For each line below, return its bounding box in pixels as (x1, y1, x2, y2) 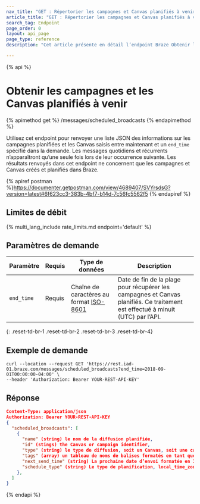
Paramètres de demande (6, 240, 99, 251)
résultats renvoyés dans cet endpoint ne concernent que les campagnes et (6, 159, 190, 167)
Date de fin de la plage (118, 276, 181, 284)
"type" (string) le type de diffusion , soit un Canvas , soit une (21, 447, 188, 453)
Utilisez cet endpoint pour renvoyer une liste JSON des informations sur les (6, 134, 191, 142)
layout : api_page (6, 31, 49, 37)
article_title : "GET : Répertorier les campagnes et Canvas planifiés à (6, 14, 190, 20)
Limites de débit (6, 208, 67, 218)
